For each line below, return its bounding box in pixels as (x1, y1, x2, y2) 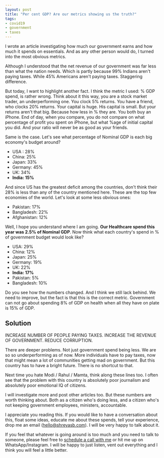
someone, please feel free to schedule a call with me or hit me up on (5, 436, 143, 442)
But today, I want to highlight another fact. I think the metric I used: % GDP (5, 88, 155, 94)
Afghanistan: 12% (12, 215, 48, 220)
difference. (5, 79, 27, 85)
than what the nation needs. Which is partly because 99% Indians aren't (5, 68, 151, 74)
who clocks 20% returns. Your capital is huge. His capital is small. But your (5, 104, 156, 109)
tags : (5, 16, 16, 21)
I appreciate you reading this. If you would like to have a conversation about (5, 412, 158, 417)
